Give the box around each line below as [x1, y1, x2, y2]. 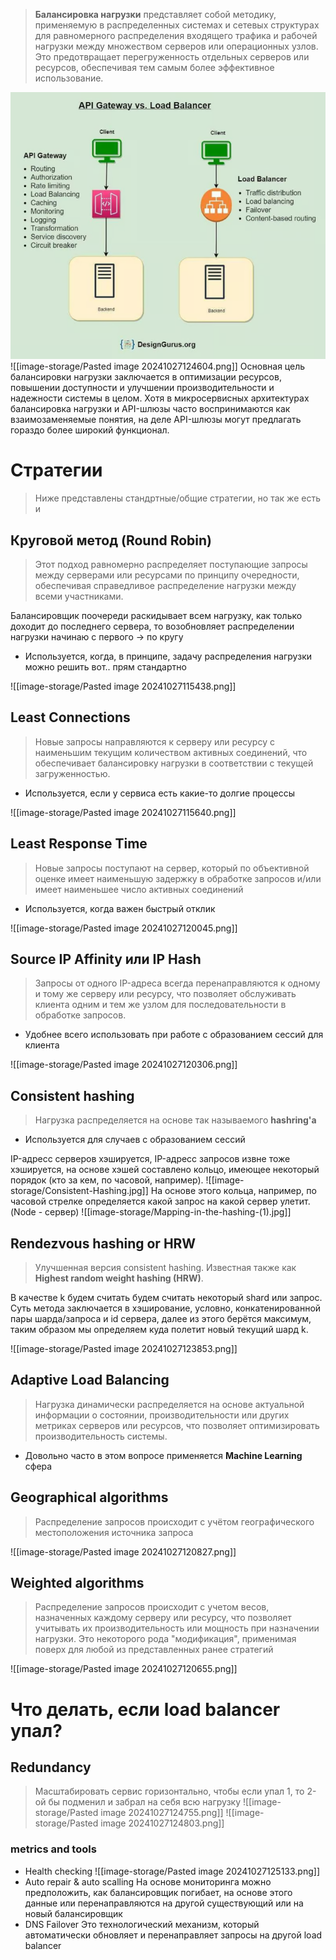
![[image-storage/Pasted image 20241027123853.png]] [10, 1343, 238, 1355]
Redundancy [10, 1759, 92, 1776]
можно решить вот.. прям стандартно [24, 660, 187, 673]
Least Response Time [10, 835, 148, 853]
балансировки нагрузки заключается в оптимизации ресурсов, [10, 371, 282, 383]
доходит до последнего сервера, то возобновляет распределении [10, 620, 295, 632]
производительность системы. [34, 1430, 168, 1442]
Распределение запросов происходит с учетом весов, [34, 1601, 270, 1613]
